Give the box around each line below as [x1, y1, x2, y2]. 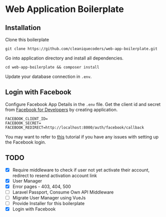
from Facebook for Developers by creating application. [5, 106, 118, 112]
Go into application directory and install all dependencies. [5, 55, 124, 61]
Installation [5, 23, 41, 32]
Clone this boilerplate [5, 36, 49, 42]
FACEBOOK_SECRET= [5, 120, 41, 125]
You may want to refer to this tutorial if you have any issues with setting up [5, 133, 159, 139]
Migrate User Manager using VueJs [12, 194, 86, 200]
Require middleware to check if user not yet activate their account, [12, 166, 150, 173]
